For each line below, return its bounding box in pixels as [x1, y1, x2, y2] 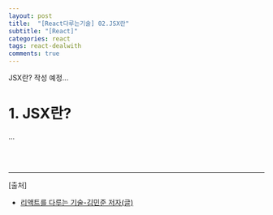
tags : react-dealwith [8, 42, 82, 50]
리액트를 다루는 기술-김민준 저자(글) [19, 197, 134, 207]
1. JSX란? [8, 105, 71, 123]
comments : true [8, 49, 60, 58]
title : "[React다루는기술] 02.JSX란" [8, 19, 130, 28]
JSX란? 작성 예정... [8, 73, 69, 82]
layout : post [8, 11, 53, 20]
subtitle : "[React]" [8, 27, 79, 35]
